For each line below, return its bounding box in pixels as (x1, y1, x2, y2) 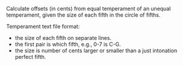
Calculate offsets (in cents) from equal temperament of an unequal (6, 5, 171, 12)
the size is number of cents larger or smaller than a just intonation (14, 47, 178, 54)
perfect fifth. (14, 54, 46, 60)
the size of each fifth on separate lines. (14, 34, 112, 41)
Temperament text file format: (6, 23, 80, 30)
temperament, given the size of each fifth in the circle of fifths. (6, 11, 161, 18)
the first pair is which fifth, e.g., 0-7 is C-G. (14, 41, 121, 48)
